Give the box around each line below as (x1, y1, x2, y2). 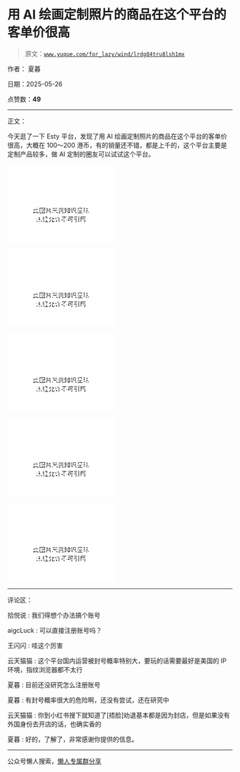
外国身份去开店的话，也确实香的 (7, 719, 101, 728)
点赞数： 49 (7, 94, 41, 104)
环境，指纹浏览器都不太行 (7, 665, 83, 673)
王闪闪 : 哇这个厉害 (7, 641, 63, 650)
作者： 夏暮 (7, 64, 41, 73)
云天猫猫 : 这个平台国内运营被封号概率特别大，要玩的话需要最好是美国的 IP (7, 656, 227, 665)
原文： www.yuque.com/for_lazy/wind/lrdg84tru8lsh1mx (24, 49, 185, 58)
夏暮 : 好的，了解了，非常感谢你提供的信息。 (7, 735, 138, 743)
